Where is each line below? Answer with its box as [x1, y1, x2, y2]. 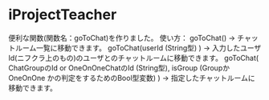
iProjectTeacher [8, 6, 117, 24]
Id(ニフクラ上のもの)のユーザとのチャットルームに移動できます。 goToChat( [8, 53, 259, 62]
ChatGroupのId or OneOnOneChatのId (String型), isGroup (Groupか [8, 62, 230, 73]
